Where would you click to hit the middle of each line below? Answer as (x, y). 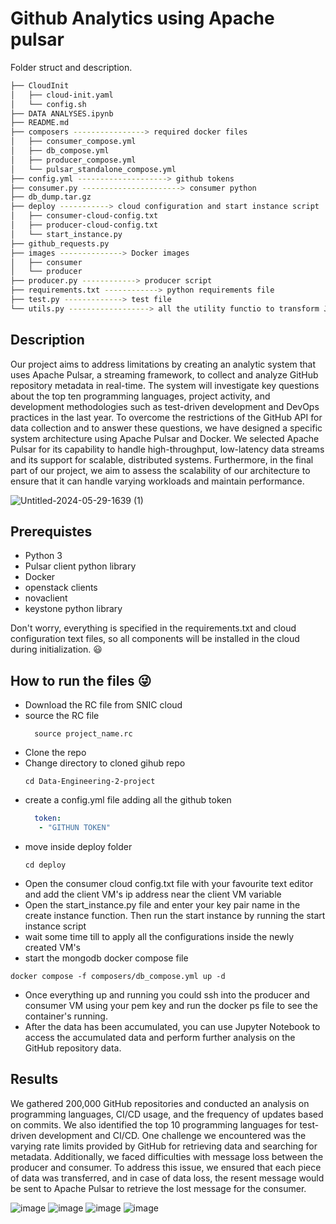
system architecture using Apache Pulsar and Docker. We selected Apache (165, 438)
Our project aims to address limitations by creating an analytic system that (163, 364)
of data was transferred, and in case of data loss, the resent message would (167, 1178)
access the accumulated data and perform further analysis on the (160, 1037)
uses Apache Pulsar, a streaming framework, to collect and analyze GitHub (164, 374)
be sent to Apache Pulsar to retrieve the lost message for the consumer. (158, 1188)
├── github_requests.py (60, 243)
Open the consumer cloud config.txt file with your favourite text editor (169, 883)
